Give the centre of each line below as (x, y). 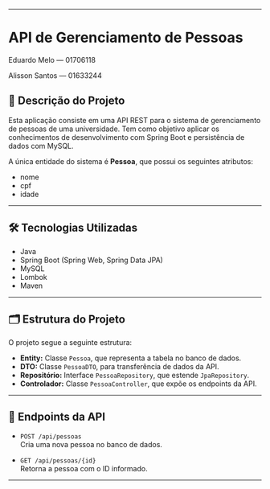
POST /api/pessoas (51, 437)
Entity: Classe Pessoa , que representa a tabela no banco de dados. (131, 358)
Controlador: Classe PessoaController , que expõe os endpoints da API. (138, 384)
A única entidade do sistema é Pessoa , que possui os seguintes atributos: (131, 161)
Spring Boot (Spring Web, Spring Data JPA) (91, 260)
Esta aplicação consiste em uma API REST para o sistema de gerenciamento (135, 120)
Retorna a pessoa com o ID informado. (84, 469)
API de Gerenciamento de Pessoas (126, 38)
